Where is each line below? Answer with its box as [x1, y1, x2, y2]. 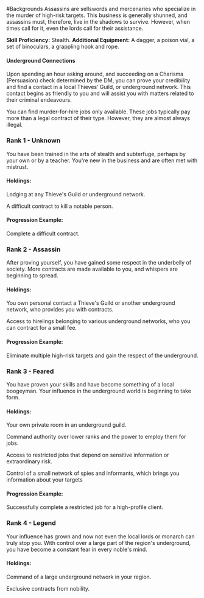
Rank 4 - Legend [6, 519, 56, 527]
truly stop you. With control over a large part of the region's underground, [6, 539, 191, 546]
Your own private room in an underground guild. [6, 421, 127, 429]
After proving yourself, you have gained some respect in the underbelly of [6, 259, 192, 266]
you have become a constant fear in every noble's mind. [6, 546, 147, 553]
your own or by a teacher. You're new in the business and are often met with [6, 157, 198, 164]
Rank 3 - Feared [6, 367, 54, 376]
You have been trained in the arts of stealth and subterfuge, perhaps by [6, 150, 186, 157]
